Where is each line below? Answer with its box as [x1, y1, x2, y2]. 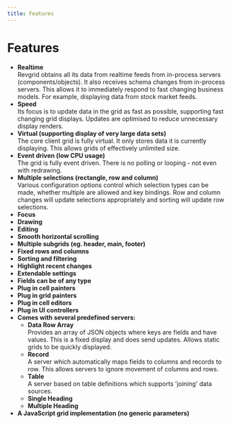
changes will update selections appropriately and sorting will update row [17, 195, 224, 204]
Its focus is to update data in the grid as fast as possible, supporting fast [17, 107, 224, 115]
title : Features [7, 10, 54, 17]
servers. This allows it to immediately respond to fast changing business [17, 85, 224, 94]
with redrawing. [17, 166, 62, 174]
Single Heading [27, 394, 73, 403]
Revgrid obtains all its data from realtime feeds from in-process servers [17, 70, 222, 78]
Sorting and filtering [17, 254, 78, 263]
